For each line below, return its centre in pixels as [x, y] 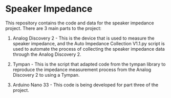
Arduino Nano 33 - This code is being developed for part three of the [85, 85]
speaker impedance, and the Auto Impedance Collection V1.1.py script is [89, 43]
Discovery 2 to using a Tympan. [46, 75]
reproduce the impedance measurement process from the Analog [82, 70]
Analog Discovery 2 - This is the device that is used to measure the [83, 38]
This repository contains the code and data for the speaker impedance [80, 23]
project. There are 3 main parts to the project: [53, 28]
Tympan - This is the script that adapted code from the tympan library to [89, 64]
